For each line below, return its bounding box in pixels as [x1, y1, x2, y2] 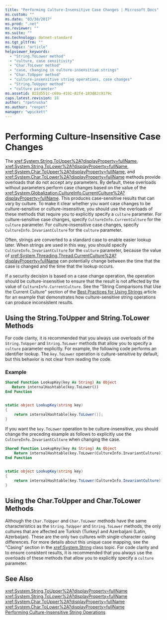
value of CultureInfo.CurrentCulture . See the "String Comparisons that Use [5, 283, 162, 290]
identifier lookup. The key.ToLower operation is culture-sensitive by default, [5, 350, 159, 357]
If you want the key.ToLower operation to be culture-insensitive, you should [5, 425, 158, 432]
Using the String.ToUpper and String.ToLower [5, 314, 150, 322]
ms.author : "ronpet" [5, 105, 48, 110]
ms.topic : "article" [5, 44, 48, 49]
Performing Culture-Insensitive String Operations [5, 609, 106, 615]
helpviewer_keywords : [5, 49, 50, 54]
